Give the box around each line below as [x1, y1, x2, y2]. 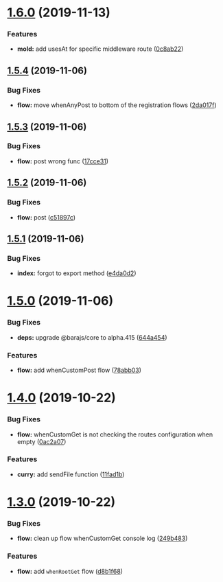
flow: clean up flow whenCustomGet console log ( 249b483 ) [16, 534, 188, 543]
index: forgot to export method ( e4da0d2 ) [16, 269, 137, 277]
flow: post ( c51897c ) [16, 213, 76, 221]
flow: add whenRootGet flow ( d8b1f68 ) [16, 567, 124, 575]
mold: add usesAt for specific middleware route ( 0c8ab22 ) [16, 45, 184, 53]
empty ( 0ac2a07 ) [16, 437, 67, 445]
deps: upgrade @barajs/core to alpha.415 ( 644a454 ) [16, 333, 167, 341]
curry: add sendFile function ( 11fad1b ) [16, 470, 125, 478]
